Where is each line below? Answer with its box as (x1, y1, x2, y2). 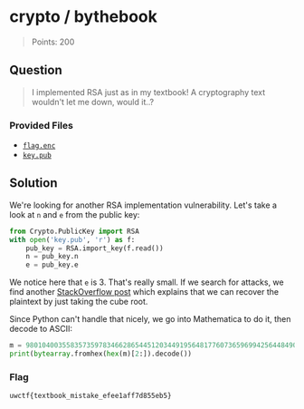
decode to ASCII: (9, 324, 72, 335)
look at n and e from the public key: (9, 209, 140, 219)
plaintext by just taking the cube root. (9, 297, 148, 307)
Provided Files (9, 119, 74, 131)
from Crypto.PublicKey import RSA (9, 227, 140, 236)
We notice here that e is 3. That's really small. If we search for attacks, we (9, 277, 284, 287)
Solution (9, 175, 58, 191)
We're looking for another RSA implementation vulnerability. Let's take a (9, 200, 278, 210)
